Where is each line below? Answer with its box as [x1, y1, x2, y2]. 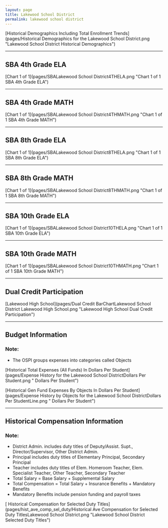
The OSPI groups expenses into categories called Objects [12, 357, 131, 363]
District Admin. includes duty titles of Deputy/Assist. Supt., [12, 443, 133, 449]
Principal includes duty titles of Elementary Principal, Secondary [12, 454, 145, 460]
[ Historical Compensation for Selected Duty [5, 501, 96, 507]
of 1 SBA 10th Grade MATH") [5, 268, 64, 274]
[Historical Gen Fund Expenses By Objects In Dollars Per [5, 387, 121, 393]
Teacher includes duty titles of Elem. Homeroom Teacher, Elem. [12, 465, 144, 471]
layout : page [5, 7, 32, 13]
